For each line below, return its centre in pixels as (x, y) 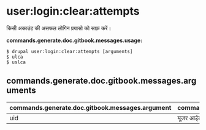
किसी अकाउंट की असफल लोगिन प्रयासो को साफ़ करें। (59, 28)
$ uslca (16, 62)
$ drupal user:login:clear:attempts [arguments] (70, 51)
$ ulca (15, 57)
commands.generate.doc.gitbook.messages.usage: (74, 40)
